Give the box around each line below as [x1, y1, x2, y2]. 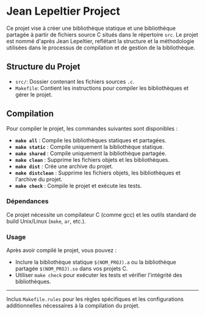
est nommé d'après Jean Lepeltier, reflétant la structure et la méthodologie [6, 37, 195, 45]
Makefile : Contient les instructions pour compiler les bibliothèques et [15, 84, 189, 92]
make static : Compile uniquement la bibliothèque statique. [15, 143, 164, 150]
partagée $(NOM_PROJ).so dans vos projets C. [15, 265, 128, 272]
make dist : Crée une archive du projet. [15, 162, 113, 170]
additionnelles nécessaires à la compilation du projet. [6, 302, 140, 310]
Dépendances [6, 197, 49, 206]
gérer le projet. [15, 90, 53, 98]
